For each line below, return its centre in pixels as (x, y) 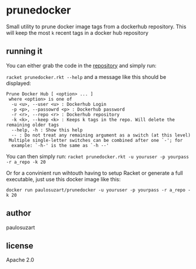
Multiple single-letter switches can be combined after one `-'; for (96, 140)
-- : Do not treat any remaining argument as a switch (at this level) (101, 135)
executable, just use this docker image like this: (63, 179)
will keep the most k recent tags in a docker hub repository (77, 32)
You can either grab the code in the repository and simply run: (82, 65)
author (19, 213)
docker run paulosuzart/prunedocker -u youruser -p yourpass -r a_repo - (99, 190)
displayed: (19, 83)
